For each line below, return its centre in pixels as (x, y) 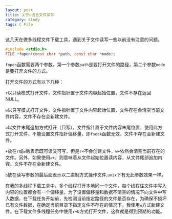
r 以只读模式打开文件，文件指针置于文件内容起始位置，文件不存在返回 (78, 93)
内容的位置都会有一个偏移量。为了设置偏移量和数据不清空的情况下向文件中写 (86, 192)
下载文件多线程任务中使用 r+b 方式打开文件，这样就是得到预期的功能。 (92, 211)
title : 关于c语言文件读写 (30, 15)
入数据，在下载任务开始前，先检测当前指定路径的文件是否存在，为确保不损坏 (86, 198)
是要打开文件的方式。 (28, 71)
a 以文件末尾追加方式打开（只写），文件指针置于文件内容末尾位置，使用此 (82, 127)
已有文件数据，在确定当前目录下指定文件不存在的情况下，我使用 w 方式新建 (83, 205)
